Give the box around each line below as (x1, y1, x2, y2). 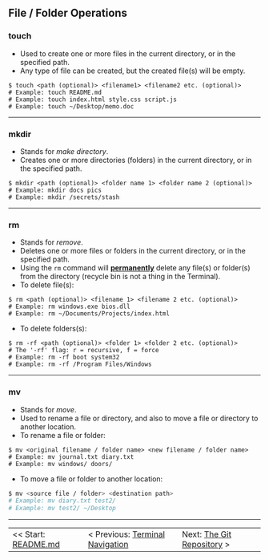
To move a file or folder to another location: (19, 473, 163, 484)
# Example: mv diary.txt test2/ (8, 497, 116, 505)
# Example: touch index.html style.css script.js (8, 95, 178, 103)
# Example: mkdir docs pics (8, 186, 102, 194)
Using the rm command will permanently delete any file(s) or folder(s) (19, 263, 251, 273)
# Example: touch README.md (8, 88, 102, 96)
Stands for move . (19, 404, 77, 414)
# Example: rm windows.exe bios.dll (8, 302, 130, 311)
